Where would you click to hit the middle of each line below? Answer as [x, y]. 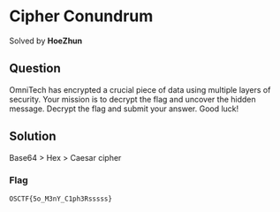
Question [35, 68]
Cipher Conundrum [81, 16]
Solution [33, 136]
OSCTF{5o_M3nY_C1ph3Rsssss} [61, 199]
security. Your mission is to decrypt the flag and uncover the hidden [132, 99]
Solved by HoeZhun [46, 41]
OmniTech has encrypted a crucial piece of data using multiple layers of [140, 89]
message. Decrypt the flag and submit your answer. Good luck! [124, 109]
